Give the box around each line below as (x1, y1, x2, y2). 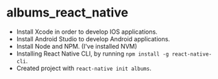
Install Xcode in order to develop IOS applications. (16, 27, 158, 36)
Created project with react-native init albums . (16, 64, 152, 72)
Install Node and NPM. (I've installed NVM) (16, 42, 138, 50)
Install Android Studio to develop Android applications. (16, 34, 171, 43)
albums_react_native (6, 5, 128, 21)
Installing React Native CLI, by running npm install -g (16, 49, 169, 58)
